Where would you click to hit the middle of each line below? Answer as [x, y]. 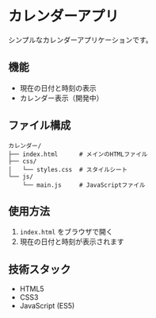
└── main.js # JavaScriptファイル [84, 185]
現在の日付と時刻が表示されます [72, 242]
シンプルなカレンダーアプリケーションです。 [80, 40]
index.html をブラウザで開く [66, 232]
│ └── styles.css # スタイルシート [68, 169]
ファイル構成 [40, 125]
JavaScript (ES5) [47, 306]
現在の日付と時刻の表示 [58, 87]
